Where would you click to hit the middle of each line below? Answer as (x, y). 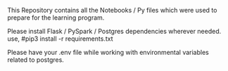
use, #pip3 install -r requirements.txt (60, 39)
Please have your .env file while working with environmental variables (108, 52)
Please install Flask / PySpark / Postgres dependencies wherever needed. (114, 31)
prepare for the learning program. (56, 18)
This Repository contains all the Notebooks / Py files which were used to (112, 10)
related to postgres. (36, 60)
